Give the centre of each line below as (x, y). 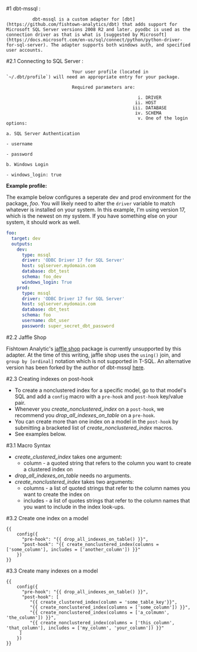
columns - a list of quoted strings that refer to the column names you (107, 488)
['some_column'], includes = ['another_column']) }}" (74, 550)
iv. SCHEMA (148, 113)
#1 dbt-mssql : (24, 9)
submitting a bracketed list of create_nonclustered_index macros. (94, 428)
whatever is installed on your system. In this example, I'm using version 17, (96, 209)
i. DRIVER (149, 98)
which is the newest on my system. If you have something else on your (92, 216)
